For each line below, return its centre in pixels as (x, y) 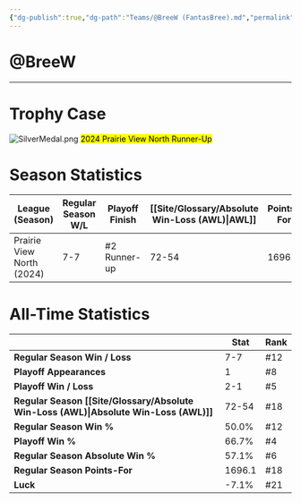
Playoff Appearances (60, 372)
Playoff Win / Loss (54, 387)
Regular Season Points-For (73, 471)
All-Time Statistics (80, 314)
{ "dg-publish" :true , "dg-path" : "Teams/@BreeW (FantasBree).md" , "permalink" (152, 17)
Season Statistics (76, 175)
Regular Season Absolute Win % (85, 456)
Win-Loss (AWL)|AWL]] (204, 220)
